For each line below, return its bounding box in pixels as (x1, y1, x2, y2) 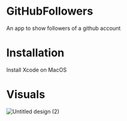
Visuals (6, 87, 46, 101)
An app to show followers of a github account (6, 24, 121, 32)
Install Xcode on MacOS (6, 66, 67, 73)
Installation (6, 46, 65, 60)
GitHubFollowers (6, 4, 93, 18)
